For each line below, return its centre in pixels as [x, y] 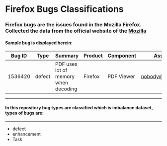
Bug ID [19, 56]
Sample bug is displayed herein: [39, 43]
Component [122, 56]
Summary [67, 56]
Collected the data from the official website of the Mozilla [76, 31]
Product [93, 56]
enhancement [27, 134]
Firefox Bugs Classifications [65, 9]
